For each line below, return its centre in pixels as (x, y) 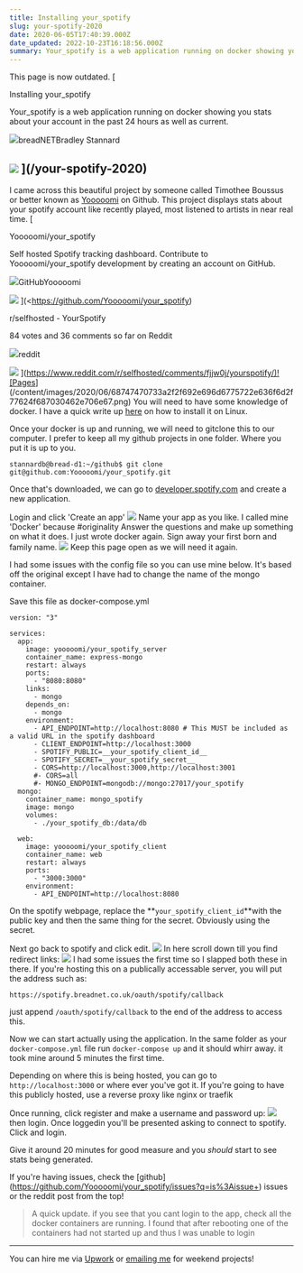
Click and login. (38, 1132)
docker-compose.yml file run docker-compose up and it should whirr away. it (147, 1048)
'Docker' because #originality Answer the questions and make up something (151, 526)
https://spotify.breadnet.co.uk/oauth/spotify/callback (116, 995)
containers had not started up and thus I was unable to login (143, 1232)
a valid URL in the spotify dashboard (82, 736)
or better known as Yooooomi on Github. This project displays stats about (146, 199)
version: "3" (34, 618)
